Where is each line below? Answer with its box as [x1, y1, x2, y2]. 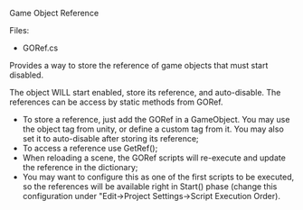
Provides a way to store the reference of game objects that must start [9, 60, 269, 70]
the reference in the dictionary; [22, 162, 138, 172]
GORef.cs [22, 42, 59, 53]
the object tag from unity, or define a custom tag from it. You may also [22, 123, 285, 134]
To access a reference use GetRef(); [22, 143, 158, 153]
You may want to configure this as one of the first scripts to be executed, [22, 171, 295, 182]
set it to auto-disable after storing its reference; [22, 133, 199, 143]
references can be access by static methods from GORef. [9, 96, 223, 107]
